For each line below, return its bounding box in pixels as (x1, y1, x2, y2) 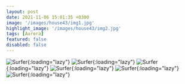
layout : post (6, 8, 39, 15)
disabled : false (6, 42, 47, 48)
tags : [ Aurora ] (6, 31, 44, 37)
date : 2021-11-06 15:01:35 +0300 (6, 14, 90, 20)
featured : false (6, 36, 47, 42)
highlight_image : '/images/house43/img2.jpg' (6, 25, 121, 32)
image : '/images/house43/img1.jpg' (6, 20, 95, 26)
